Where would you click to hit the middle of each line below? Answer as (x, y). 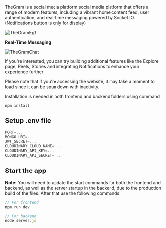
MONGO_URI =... (20, 137)
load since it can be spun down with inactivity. (52, 87)
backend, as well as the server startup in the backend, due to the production (83, 188)
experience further (24, 72)
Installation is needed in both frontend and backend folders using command (83, 96)
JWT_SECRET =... (21, 142)
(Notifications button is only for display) (45, 23)
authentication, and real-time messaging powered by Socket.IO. (70, 18)
